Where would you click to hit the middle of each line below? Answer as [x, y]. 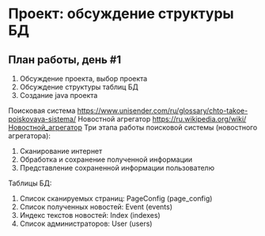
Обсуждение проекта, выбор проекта [83, 79]
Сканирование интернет [61, 151]
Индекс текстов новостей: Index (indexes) [90, 215]
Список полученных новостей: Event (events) [96, 207]
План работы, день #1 [65, 60]
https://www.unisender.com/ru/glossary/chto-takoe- [163, 111]
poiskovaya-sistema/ [42, 119]
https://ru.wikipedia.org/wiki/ [199, 119]
